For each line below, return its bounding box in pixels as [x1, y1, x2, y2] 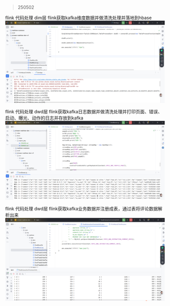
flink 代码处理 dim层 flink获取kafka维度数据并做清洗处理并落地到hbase [5, 15, 152, 21]
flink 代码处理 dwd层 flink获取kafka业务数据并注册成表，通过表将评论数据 [5, 205, 158, 211]
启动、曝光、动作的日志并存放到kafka [5, 115, 83, 121]
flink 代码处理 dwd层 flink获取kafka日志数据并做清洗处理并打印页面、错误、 [5, 109, 163, 115]
